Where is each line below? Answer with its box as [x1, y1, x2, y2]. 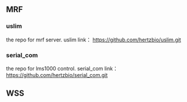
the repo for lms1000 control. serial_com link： [6, 65, 118, 72]
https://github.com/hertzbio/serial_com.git [6, 71, 108, 78]
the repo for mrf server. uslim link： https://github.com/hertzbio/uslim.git [6, 36, 181, 43]
